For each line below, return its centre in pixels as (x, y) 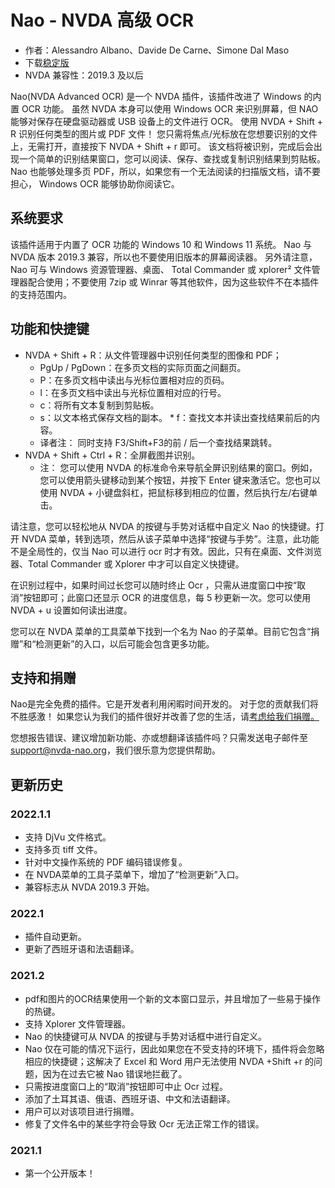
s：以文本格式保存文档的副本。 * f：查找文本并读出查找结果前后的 (175, 417)
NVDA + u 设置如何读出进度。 (71, 610)
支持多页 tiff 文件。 (63, 850)
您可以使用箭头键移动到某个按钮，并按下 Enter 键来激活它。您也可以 (180, 480)
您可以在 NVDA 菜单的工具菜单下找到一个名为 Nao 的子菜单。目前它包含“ (161, 631)
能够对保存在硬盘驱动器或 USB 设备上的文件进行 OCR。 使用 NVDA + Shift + (166, 121)
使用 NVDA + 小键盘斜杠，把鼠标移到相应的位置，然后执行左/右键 (174, 492)
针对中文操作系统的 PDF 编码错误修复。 (106, 862)
